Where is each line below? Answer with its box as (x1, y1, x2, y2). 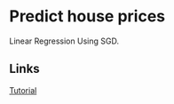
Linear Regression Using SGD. (9, 36, 120, 46)
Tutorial (9, 84, 37, 95)
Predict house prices (9, 6, 166, 27)
